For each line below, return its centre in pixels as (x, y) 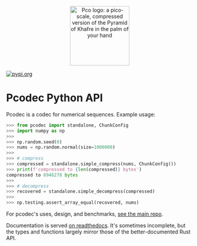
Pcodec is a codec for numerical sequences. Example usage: (81, 114)
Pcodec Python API (55, 98)
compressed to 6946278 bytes (42, 175)
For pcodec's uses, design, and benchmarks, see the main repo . (85, 214)
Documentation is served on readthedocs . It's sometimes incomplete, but (96, 226)
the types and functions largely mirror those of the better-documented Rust (99, 232)
